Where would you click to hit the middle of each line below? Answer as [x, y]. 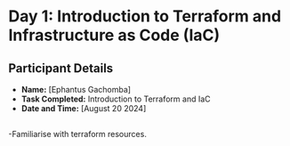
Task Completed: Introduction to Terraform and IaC [116, 99]
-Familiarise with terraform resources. [78, 134]
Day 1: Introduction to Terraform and [145, 16]
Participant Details [61, 68]
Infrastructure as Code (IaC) [114, 35]
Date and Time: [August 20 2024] [84, 108]
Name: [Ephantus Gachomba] [76, 89]
